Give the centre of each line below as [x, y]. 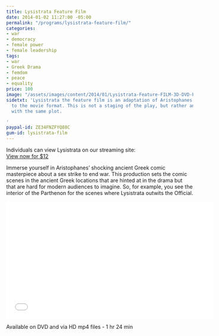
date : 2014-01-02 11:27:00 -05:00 [49, 17]
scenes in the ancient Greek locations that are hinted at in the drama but [94, 180]
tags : [13, 56]
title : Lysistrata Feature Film [46, 12]
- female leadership [32, 51]
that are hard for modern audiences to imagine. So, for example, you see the [99, 187]
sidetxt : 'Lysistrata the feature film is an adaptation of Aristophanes [99, 100]
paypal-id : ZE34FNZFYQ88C [38, 128]
